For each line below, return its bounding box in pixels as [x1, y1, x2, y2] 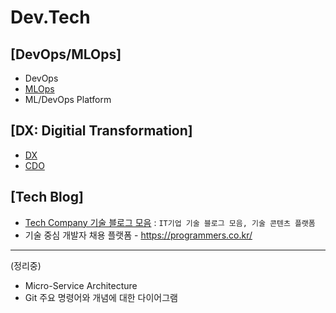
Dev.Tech [10, 6, 91, 29]
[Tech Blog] [10, 189, 84, 206]
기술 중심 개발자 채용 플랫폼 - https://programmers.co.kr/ [24, 229, 253, 241]
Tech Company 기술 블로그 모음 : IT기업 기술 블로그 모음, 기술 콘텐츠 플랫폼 [24, 216, 316, 228]
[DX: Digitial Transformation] [10, 122, 193, 140]
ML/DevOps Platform [24, 94, 112, 105]
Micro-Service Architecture [24, 279, 138, 291]
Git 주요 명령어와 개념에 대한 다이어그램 [24, 291, 178, 303]
